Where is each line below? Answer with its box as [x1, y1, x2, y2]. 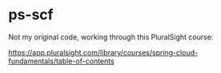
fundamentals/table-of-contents [8, 56, 115, 66]
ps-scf [8, 6, 54, 24]
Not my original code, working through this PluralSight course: [8, 32, 214, 42]
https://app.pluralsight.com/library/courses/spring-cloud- [8, 47, 199, 57]
